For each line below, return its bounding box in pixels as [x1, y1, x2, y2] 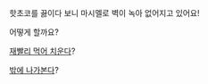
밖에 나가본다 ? [9, 65, 60, 75]
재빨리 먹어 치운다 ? [9, 46, 76, 56]
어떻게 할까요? [9, 27, 60, 38]
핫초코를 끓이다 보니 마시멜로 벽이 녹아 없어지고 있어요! [9, 8, 200, 18]
